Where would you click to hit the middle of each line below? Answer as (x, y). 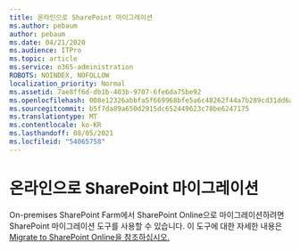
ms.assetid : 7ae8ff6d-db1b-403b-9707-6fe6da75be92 (105, 92)
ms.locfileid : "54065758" (57, 142)
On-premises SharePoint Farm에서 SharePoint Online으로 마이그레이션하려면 (147, 215)
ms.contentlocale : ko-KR (55, 125)
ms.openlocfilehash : (48, 100)
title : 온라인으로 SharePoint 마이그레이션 (81, 17)
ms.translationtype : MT (54, 117)
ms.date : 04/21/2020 (48, 42)
